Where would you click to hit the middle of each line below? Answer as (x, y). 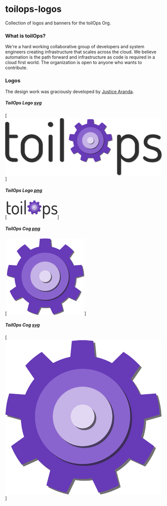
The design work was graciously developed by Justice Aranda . (70, 91)
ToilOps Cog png (23, 228)
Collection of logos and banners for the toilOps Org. (58, 23)
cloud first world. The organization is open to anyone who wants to (74, 63)
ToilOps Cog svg (23, 325)
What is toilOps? (25, 36)
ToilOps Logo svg (24, 103)
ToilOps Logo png (24, 190)
